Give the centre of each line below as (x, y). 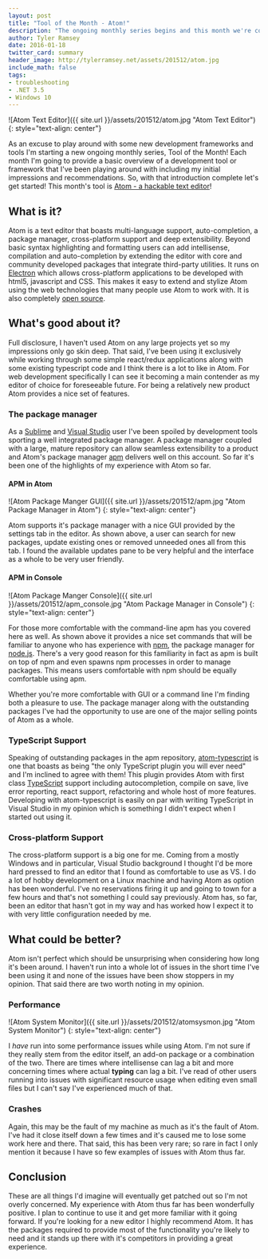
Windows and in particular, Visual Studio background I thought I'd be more (130, 863)
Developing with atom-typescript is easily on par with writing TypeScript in (131, 799)
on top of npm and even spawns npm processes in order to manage (120, 661)
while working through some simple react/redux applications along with (126, 359)
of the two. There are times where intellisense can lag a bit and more (121, 1063)
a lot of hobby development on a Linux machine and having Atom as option (131, 880)
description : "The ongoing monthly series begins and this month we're (130, 30)
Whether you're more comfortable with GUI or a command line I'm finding (129, 694)
